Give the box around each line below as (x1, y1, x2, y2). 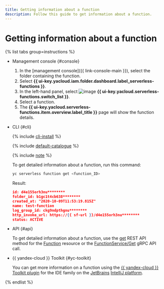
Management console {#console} (12, 58, 80, 64)
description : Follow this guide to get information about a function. (5, 12, 152, 17)
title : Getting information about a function (5, 7, 99, 12)
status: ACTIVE (12, 217, 44, 222)
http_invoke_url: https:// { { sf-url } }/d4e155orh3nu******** (12, 212, 140, 218)
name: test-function (12, 203, 54, 208)
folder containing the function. (19, 73, 81, 79)
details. (19, 114, 35, 120)
